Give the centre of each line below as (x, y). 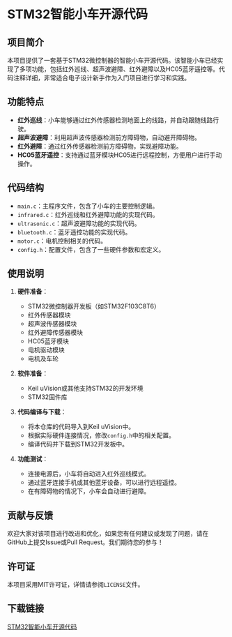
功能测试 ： (33, 459)
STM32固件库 (47, 397)
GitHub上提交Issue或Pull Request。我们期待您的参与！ (85, 542)
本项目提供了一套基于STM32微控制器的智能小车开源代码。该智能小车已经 (112, 60)
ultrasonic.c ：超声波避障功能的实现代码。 (79, 223)
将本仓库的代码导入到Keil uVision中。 (81, 427)
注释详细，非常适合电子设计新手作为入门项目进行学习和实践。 (101, 78)
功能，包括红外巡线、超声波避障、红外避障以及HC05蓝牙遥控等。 (125, 69)
